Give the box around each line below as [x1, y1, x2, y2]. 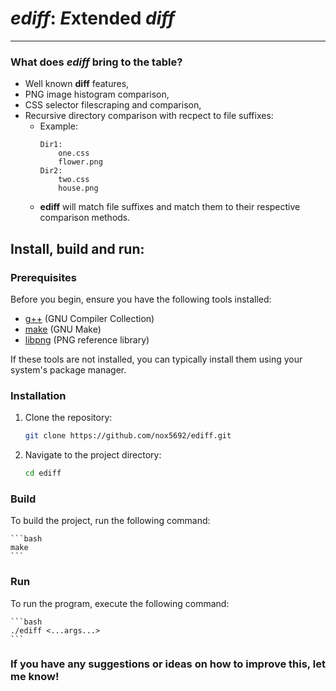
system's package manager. [10, 363, 127, 376]
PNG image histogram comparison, [24, 88, 170, 101]
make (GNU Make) [24, 323, 102, 335]
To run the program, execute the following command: [10, 597, 230, 609]
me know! [10, 670, 60, 684]
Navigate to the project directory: [24, 449, 162, 461]
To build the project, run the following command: [10, 515, 211, 527]
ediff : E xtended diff [10, 7, 176, 30]
